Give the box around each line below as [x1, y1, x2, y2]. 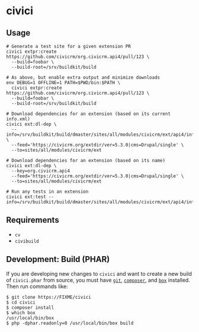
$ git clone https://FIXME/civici [6, 294, 92, 300]
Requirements [6, 215, 59, 225]
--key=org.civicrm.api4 [11, 168, 70, 174]
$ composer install [6, 304, 54, 311]
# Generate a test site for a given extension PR [6, 43, 131, 49]
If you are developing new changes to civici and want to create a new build [6, 270, 192, 277]
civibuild [14, 238, 40, 244]
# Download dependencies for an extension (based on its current [6, 111, 171, 117]
